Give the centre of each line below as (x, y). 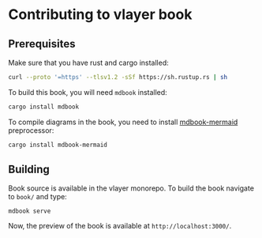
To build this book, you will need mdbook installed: (88, 92)
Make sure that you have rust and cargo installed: (89, 62)
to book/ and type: (37, 197)
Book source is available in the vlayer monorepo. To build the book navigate (131, 188)
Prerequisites (42, 44)
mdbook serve (30, 211)
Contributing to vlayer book (100, 15)
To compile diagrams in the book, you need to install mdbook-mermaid (123, 122)
